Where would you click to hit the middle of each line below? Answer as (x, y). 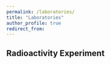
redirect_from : (26, 29)
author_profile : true (34, 23)
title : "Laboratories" (35, 18)
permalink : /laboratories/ (41, 12)
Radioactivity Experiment (56, 53)
